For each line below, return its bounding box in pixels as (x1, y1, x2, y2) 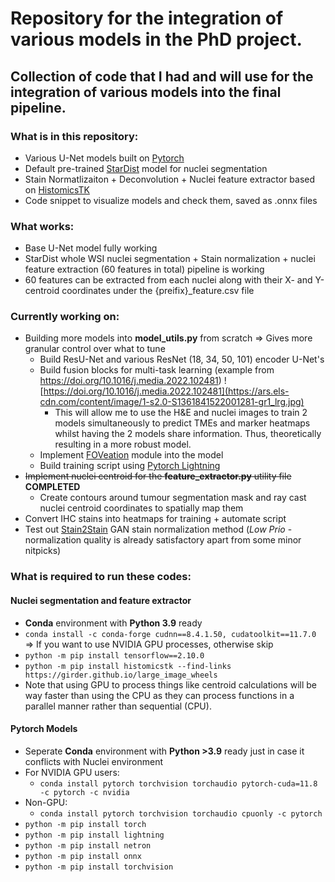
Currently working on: (10, 310, 120, 324)
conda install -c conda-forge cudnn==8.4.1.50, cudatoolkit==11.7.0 (24, 629, 317, 639)
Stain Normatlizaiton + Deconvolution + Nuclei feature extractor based (24, 173, 316, 185)
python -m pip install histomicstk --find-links (24, 661, 232, 671)
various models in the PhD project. (10, 28, 303, 51)
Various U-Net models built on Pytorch (24, 152, 185, 164)
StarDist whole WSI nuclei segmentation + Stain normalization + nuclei (24, 253, 316, 265)
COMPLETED (24, 481, 81, 493)
